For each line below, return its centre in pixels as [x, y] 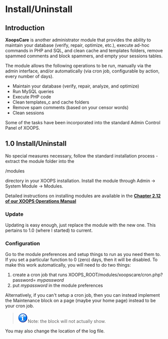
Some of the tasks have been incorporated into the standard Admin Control [83, 122]
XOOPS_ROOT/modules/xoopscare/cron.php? [116, 275]
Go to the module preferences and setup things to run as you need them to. [83, 255]
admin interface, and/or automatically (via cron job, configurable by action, [82, 71]
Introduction [25, 28]
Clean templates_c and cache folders [51, 102]
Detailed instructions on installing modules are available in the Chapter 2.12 [83, 196]
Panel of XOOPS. [23, 128]
